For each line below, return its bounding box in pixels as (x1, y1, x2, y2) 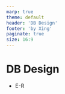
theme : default (6, 14, 45, 20)
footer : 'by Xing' (6, 25, 52, 32)
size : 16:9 (6, 37, 34, 43)
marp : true (6, 8, 34, 15)
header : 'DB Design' (6, 20, 58, 26)
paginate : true (6, 31, 45, 37)
